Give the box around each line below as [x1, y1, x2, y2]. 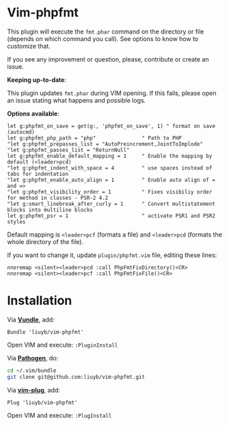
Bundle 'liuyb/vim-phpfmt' [7, 328, 84, 336]
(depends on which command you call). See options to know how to [7, 34, 199, 42]
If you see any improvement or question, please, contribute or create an [7, 55, 209, 63]
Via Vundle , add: [7, 315, 55, 323]
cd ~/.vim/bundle [7, 367, 57, 374]
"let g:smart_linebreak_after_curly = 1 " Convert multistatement [7, 200, 215, 207]
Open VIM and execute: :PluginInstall [7, 341, 118, 349]
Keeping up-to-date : [7, 75, 67, 83]
